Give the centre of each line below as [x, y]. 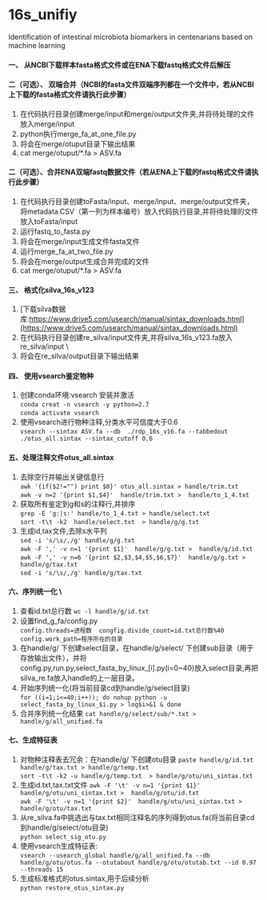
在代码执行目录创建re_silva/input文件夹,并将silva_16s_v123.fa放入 [126, 338]
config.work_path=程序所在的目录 [71, 639]
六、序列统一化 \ [35, 592]
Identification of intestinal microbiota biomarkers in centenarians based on [131, 37]
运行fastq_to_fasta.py [55, 231]
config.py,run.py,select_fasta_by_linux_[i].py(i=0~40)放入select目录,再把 [139, 668]
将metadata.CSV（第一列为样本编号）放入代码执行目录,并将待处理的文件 [139, 211]
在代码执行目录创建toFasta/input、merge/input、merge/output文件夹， [137, 201]
